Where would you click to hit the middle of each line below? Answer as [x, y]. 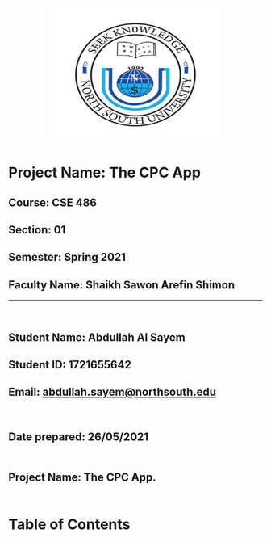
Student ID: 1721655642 [70, 365]
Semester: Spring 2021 [67, 257]
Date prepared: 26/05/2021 [79, 437]
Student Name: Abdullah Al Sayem [97, 337]
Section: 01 [37, 230]
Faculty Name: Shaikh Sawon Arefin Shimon [122, 285]
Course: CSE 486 [52, 202]
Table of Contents [69, 524]
